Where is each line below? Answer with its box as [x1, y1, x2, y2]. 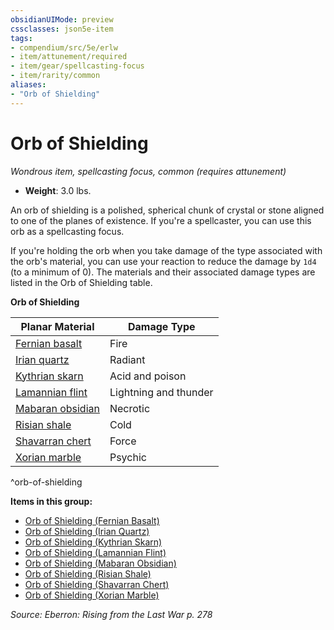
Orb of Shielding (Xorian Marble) [24, 589, 160, 601]
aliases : [10, 80, 47, 90]
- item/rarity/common [10, 71, 101, 81]
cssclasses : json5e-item [10, 24, 114, 34]
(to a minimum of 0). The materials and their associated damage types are [10, 266, 316, 278]
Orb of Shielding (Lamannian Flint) [24, 546, 167, 558]
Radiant [109, 352, 146, 366]
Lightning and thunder [109, 385, 214, 399]
